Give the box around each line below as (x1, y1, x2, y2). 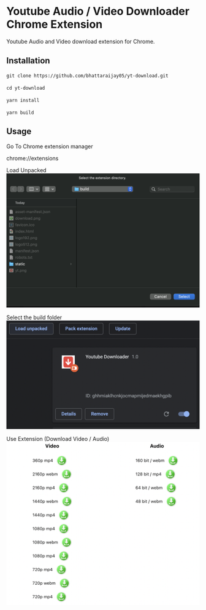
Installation (6, 55, 50, 66)
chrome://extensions (6, 154, 59, 162)
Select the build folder (6, 314, 63, 321)
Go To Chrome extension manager (6, 143, 93, 150)
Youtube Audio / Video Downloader (6, 4, 190, 18)
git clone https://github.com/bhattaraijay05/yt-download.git (6, 73, 169, 79)
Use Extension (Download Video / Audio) (6, 435, 110, 442)
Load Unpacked (6, 166, 47, 173)
